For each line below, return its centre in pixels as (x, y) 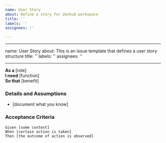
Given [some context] (27, 127)
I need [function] (22, 76)
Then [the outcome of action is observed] (49, 136)
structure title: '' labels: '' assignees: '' (44, 56)
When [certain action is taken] (38, 132)
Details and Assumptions (36, 94)
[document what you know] (40, 105)
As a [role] (16, 71)
